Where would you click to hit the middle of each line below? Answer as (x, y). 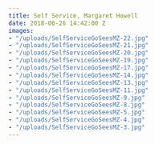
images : (21, 30)
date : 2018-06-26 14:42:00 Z (57, 23)
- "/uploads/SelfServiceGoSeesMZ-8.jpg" (77, 105)
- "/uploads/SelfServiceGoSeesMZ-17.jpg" (79, 68)
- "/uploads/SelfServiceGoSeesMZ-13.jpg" (79, 82)
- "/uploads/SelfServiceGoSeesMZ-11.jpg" (79, 90)
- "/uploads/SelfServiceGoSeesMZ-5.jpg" (77, 113)
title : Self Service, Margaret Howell (73, 16)
